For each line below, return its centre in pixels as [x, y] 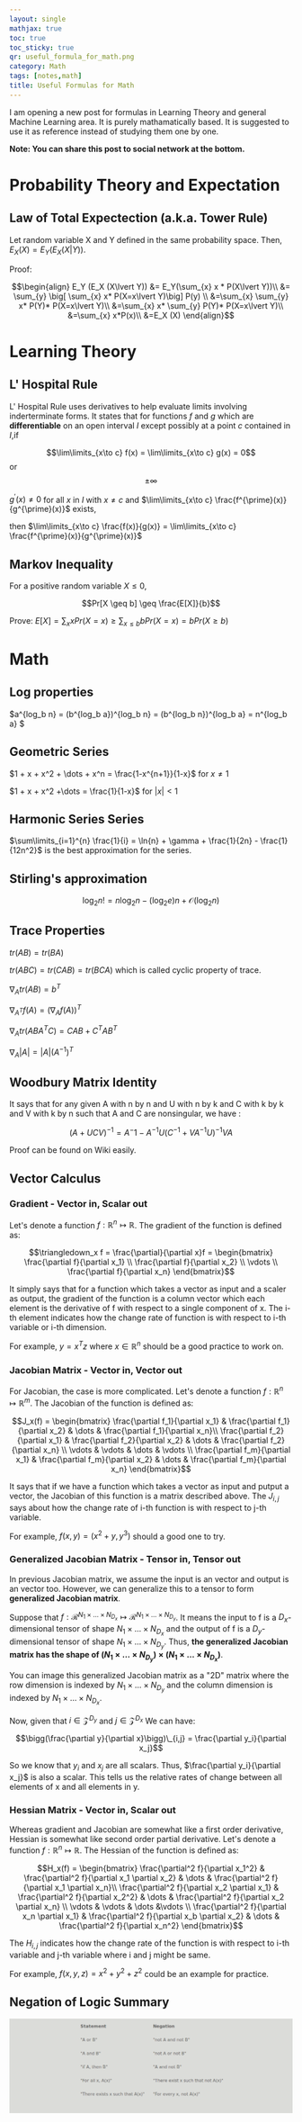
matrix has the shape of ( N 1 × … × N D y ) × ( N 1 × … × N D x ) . [116, 1657]
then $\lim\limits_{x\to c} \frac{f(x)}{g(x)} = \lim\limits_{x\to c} [123, 526]
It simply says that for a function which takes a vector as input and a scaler [148, 1289]
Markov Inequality [62, 564]
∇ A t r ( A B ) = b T [35, 989]
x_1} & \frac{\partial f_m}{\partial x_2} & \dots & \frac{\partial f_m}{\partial [151, 1459]
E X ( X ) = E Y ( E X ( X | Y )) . [48, 250]
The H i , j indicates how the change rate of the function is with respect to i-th [150, 1944]
